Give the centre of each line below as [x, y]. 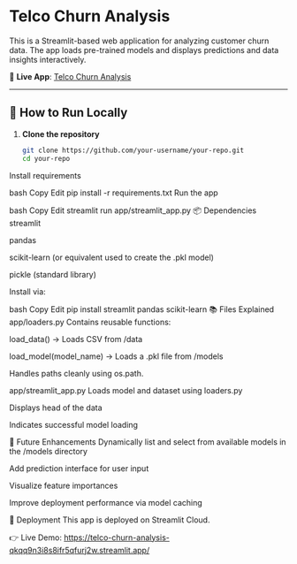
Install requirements [45, 175]
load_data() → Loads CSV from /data [76, 339]
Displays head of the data [56, 408]
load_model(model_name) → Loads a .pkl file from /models [116, 356]
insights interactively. [48, 59]
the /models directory [49, 451]
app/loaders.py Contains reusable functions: [90, 322]
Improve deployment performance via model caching [106, 502]
